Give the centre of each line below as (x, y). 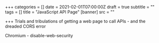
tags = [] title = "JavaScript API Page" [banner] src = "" (60, 12)
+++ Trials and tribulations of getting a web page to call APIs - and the (75, 21)
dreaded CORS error (25, 26)
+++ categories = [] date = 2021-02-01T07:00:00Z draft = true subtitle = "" (80, 7)
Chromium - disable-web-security (39, 36)
